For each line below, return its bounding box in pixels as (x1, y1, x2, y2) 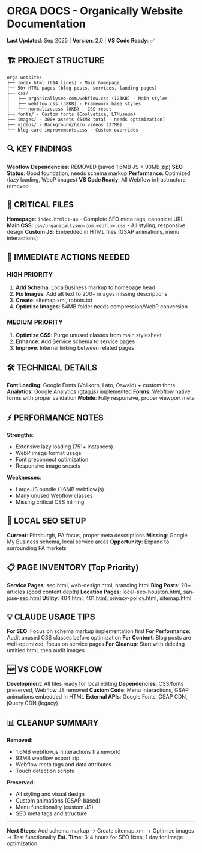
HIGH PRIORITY (7, 270, 53, 278)
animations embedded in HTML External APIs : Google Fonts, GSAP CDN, (7, 693, 188, 700)
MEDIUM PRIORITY (7, 317, 64, 326)
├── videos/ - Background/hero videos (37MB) (7, 121, 122, 127)
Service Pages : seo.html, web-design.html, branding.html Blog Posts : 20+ (7, 581, 191, 589)
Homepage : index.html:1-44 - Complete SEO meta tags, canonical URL (7, 215, 185, 223)
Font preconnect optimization (15, 456, 89, 463)
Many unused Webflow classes (15, 492, 93, 499)
